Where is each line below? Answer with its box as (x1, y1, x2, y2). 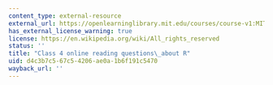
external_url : (8, 19, 57, 28)
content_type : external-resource (8, 11, 122, 20)
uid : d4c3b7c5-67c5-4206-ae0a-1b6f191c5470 (8, 57, 158, 66)
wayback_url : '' (8, 65, 63, 73)
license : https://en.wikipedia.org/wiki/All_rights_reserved (8, 34, 220, 43)
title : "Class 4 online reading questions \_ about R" (8, 49, 191, 57)
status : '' (8, 42, 45, 50)
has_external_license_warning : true (8, 27, 132, 35)
